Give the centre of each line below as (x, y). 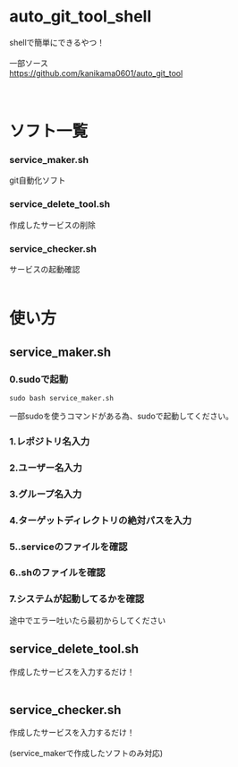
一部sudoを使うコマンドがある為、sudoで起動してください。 (122, 416)
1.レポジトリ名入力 (50, 441)
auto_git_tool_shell (81, 17)
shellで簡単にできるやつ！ (57, 42)
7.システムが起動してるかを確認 (77, 599)
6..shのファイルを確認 (57, 573)
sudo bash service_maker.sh (62, 398)
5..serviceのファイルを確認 (68, 547)
